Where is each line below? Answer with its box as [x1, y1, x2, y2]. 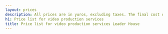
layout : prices [5, 7, 37, 12]
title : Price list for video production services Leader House [5, 21, 140, 26]
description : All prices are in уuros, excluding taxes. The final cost [5, 12, 160, 17]
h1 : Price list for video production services [5, 16, 104, 21]
